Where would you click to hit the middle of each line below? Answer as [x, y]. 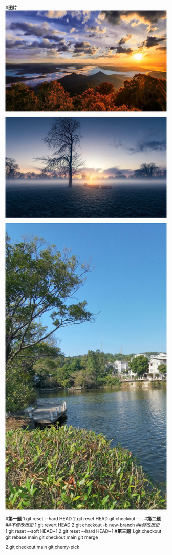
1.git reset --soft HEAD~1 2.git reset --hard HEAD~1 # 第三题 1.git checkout [83, 531]
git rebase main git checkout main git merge [52, 537]
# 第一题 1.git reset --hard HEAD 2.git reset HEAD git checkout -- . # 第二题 [83, 518]
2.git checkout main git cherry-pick [42, 547]
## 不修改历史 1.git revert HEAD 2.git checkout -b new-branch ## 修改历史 [83, 525]
